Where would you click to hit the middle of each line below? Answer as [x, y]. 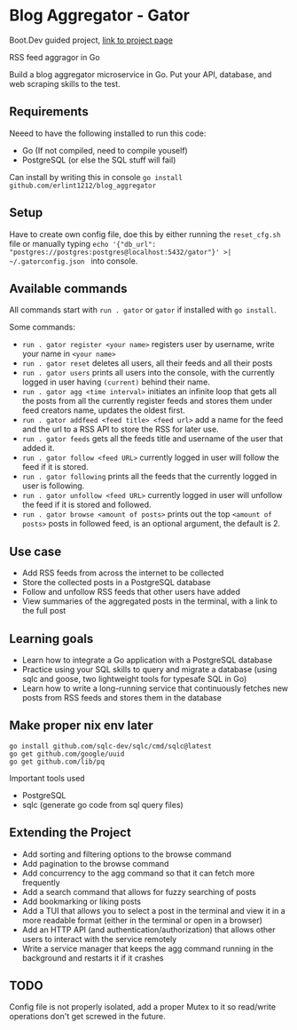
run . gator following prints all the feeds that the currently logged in [149, 477]
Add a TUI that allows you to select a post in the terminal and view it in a [153, 910]
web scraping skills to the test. [65, 83]
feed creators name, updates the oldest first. [104, 410]
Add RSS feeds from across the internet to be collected [123, 573]
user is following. [53, 486]
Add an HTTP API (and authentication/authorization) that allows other [149, 930]
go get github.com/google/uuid [67, 754]
